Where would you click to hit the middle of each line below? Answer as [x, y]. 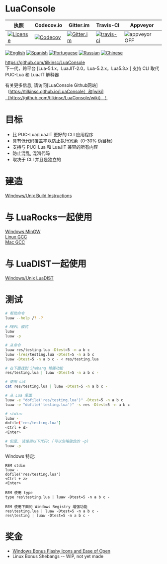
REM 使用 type [19, 493]
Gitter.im [79, 25]
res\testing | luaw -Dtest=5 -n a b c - [48, 515]
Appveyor [142, 25]
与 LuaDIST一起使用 [46, 264]
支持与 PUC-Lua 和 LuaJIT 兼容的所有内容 [55, 147]
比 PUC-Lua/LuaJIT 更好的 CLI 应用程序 [53, 134]
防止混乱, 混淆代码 [31, 153]
